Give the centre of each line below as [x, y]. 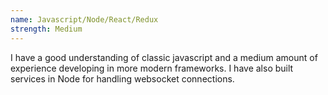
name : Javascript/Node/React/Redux [84, 19]
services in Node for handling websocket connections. [122, 78]
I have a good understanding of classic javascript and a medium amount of [164, 57]
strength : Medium [46, 29]
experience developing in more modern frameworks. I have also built [152, 68]
